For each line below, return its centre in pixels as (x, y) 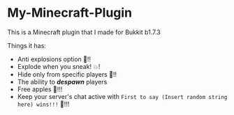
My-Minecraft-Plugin (70, 13)
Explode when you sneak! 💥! (59, 66)
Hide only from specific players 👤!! (67, 74)
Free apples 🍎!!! (40, 89)
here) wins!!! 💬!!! (43, 104)
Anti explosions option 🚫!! (54, 59)
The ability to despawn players (62, 82)
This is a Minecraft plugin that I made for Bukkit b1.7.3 (84, 32)
